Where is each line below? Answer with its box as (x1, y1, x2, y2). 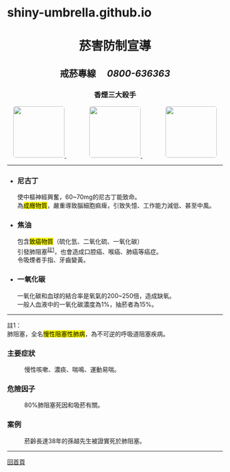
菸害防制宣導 (78, 38, 151, 54)
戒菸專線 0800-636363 (60, 67, 170, 79)
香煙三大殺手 (93, 90, 137, 99)
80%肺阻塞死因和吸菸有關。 (24, 401, 104, 409)
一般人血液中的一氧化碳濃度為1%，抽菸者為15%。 (16, 300, 157, 308)
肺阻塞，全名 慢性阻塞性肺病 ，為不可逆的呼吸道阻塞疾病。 (7, 330, 169, 338)
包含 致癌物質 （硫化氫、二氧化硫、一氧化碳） (16, 237, 144, 245)
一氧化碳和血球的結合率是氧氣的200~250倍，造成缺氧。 (16, 291, 176, 299)
